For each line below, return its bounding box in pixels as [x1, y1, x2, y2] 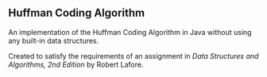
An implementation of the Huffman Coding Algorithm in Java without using [8, 27, 252, 37]
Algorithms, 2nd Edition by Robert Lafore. [8, 60, 144, 69]
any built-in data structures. [8, 36, 99, 45]
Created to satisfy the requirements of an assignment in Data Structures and [8, 51, 259, 60]
